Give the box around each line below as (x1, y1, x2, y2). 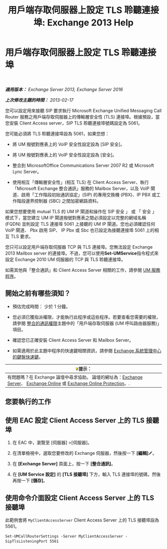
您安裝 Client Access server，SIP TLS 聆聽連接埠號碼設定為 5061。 (5, 120, 143, 126)
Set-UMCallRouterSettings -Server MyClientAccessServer (5, 534, 123, 539)
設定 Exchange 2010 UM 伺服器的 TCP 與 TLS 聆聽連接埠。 (5, 256, 126, 262)
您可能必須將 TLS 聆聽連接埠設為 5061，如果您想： (5, 131, 110, 137)
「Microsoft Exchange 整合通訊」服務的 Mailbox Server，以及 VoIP (12, 185, 150, 191)
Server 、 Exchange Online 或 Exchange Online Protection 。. (7, 380, 130, 386)
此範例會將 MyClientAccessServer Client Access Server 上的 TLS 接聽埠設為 (5, 517, 159, 523)
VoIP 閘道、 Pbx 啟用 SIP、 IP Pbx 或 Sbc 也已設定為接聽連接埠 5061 (5, 227, 145, 233)
